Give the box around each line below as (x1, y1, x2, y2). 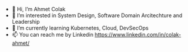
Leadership (11, 18, 40, 25)
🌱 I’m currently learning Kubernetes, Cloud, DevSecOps (11, 24, 149, 31)
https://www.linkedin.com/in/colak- (94, 31, 181, 38)
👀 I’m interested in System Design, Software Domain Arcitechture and (11, 12, 183, 19)
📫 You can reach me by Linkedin (11, 31, 94, 38)
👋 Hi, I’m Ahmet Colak (11, 6, 66, 12)
